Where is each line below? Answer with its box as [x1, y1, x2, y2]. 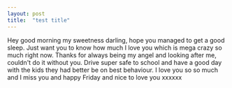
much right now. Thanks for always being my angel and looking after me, [7, 50, 217, 59]
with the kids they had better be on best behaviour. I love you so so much [7, 66, 219, 74]
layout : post [7, 10, 45, 17]
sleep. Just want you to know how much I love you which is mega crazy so [7, 43, 222, 52]
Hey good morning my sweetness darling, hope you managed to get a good [7, 36, 225, 44]
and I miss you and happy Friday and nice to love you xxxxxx [7, 73, 182, 81]
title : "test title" [7, 17, 71, 24]
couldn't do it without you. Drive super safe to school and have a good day [7, 58, 222, 66]
